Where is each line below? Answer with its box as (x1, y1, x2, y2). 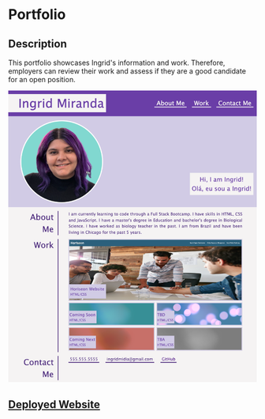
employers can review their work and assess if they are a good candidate (8, 66, 247, 76)
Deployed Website (8, 398, 101, 411)
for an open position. (8, 75, 77, 84)
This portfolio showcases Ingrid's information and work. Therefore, (8, 58, 226, 67)
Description (8, 37, 67, 51)
